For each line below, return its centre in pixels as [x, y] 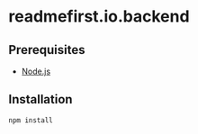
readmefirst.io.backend [99, 17]
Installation [40, 99]
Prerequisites [47, 50]
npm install [31, 120]
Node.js [36, 71]
